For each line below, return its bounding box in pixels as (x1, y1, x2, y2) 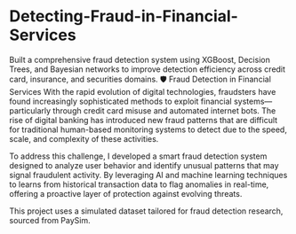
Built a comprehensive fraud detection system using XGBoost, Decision (9, 54, 271, 65)
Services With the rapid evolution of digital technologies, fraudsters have (9, 86, 276, 97)
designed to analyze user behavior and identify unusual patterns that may (9, 160, 279, 170)
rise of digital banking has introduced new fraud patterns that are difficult (9, 114, 278, 125)
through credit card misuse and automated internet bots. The (52, 105, 276, 116)
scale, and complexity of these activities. (9, 133, 159, 144)
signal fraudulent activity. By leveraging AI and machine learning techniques (9, 169, 288, 180)
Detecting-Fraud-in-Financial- (9, 6, 238, 27)
